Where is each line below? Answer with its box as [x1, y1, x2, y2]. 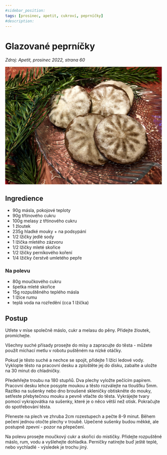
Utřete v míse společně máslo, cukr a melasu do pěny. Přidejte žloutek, [5, 327, 151, 333]
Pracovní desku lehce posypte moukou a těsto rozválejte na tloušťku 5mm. [5, 383, 158, 389]
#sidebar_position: [5, 8, 46, 13]
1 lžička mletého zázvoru [12, 239, 63, 245]
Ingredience [5, 194, 44, 202]
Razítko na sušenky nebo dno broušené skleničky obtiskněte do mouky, [5, 388, 152, 394]
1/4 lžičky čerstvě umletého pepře [12, 255, 82, 261]
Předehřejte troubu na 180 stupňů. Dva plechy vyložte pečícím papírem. [5, 377, 152, 383]
